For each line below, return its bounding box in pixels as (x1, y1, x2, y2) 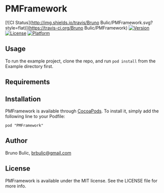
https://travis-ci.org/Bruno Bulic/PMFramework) (29, 24, 128, 30)
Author (5, 136, 27, 145)
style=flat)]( (5, 24, 30, 30)
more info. (5, 183, 26, 189)
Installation (5, 94, 41, 103)
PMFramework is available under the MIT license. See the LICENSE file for (5, 177, 157, 183)
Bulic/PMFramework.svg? (100, 19, 153, 25)
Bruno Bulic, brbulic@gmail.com (5, 149, 71, 155)
